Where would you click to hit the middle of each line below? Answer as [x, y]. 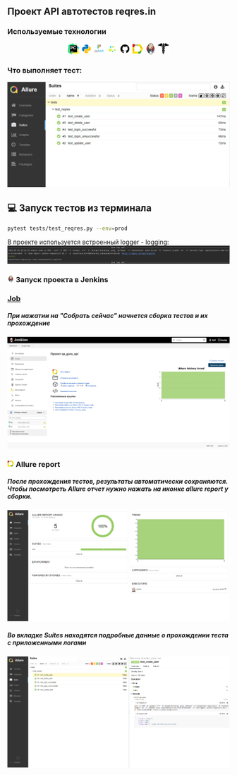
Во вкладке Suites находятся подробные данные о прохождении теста [118, 635]
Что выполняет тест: [45, 70]
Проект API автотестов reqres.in [82, 12]
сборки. [20, 496]
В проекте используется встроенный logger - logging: [88, 242]
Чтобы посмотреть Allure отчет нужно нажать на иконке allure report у [118, 489]
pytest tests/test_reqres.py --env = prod [68, 228]
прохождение [29, 323]
